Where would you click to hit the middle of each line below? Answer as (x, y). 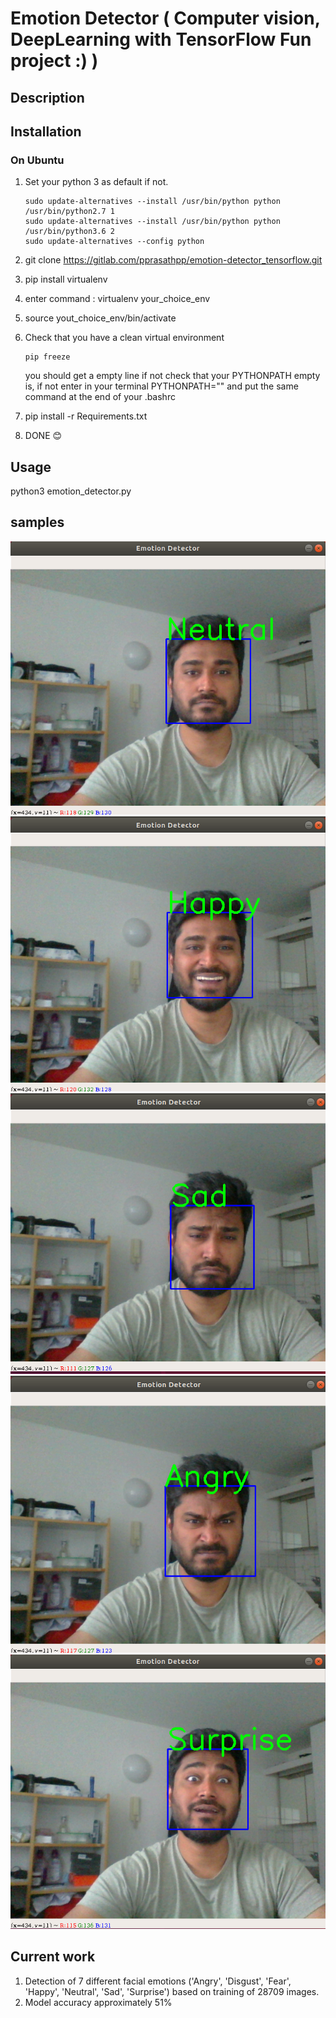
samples (37, 522)
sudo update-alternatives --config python (114, 242)
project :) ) (54, 61)
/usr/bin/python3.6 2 (69, 232)
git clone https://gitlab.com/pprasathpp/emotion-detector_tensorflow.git (173, 260)
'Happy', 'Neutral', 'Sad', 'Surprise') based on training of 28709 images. (172, 1991)
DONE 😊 (43, 436)
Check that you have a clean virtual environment (124, 338)
